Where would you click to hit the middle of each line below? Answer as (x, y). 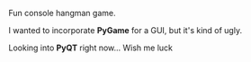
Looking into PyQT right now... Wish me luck (90, 48)
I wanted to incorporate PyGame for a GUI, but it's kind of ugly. (126, 30)
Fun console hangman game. (62, 13)
